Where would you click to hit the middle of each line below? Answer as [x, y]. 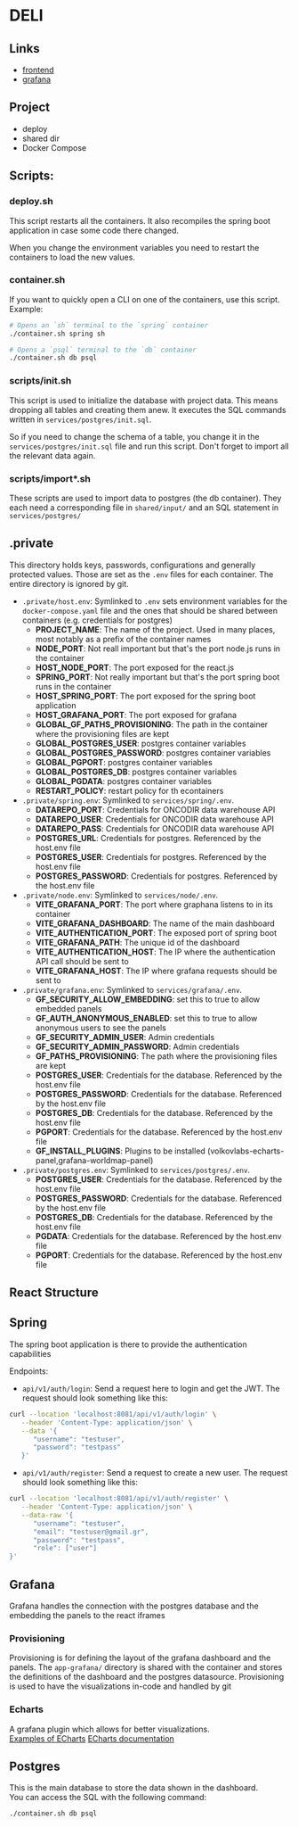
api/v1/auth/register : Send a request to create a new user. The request [155, 1473]
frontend [38, 70]
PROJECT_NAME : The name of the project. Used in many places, [155, 629]
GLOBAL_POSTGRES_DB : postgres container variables [136, 772]
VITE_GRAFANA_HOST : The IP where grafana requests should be [156, 971]
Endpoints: [29, 1371]
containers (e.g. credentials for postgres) [97, 620]
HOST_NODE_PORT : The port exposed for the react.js [135, 667]
